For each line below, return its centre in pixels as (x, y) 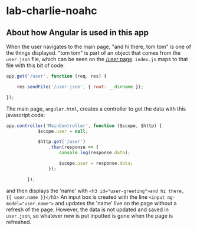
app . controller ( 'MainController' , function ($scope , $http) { (84, 126)
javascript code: (26, 115)
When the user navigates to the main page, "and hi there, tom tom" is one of (99, 46)
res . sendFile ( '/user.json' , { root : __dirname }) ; (80, 86)
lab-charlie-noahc (52, 11)
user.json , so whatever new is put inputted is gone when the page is (90, 215)
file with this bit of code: (35, 65)
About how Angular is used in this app (78, 33)
